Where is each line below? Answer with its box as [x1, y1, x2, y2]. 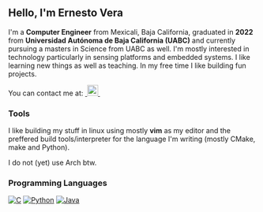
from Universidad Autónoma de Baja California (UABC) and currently [8, 35, 235, 45]
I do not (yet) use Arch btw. [8, 158, 97, 168]
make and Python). [8, 143, 70, 152]
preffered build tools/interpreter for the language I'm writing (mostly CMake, [8, 134, 256, 144]
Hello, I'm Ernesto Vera [8, 6, 124, 20]
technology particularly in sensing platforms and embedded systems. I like [8, 52, 250, 61]
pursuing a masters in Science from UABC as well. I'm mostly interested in [8, 43, 250, 54]
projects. [8, 69, 37, 78]
